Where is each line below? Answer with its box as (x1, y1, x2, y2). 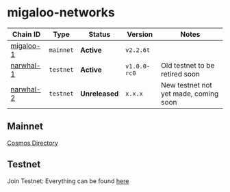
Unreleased (80, 89, 119, 98)
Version (126, 29, 153, 39)
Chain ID (12, 29, 41, 39)
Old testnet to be (160, 60, 215, 70)
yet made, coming (160, 89, 219, 98)
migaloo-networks (7, 5, 115, 20)
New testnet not (160, 80, 212, 90)
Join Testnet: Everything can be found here (7, 176, 129, 185)
